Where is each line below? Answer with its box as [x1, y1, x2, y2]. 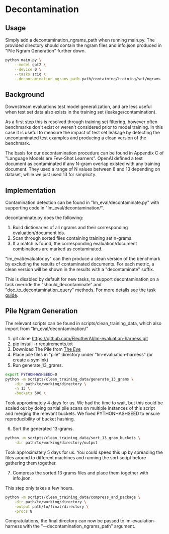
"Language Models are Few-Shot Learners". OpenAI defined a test [5, 155, 143, 162]
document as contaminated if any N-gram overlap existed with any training [5, 161, 160, 167]
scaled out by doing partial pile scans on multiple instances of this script [5, 405, 155, 411]
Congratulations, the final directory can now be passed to [5, 518, 125, 524]
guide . [5, 292, 19, 298]
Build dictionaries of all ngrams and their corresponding [12, 225, 128, 230]
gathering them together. [5, 460, 57, 466]
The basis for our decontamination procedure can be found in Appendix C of [5, 150, 164, 156]
